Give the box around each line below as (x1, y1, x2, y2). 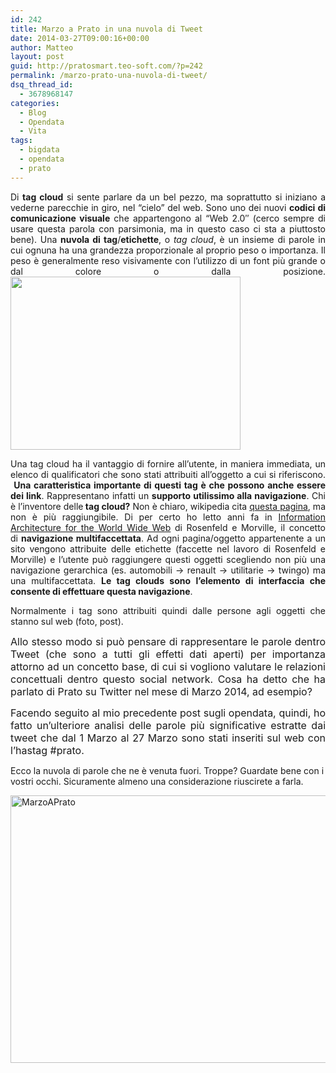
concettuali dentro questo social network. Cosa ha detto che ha (10, 672, 326, 686)
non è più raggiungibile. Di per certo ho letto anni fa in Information (10, 511, 326, 523)
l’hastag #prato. (10, 743, 85, 757)
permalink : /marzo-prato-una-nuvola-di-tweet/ (10, 71, 208, 81)
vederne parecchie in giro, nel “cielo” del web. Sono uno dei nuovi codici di (10, 201, 326, 213)
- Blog (19, 107, 47, 118)
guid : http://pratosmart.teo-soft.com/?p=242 (10, 61, 203, 71)
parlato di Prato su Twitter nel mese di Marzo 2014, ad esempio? (10, 684, 313, 698)
